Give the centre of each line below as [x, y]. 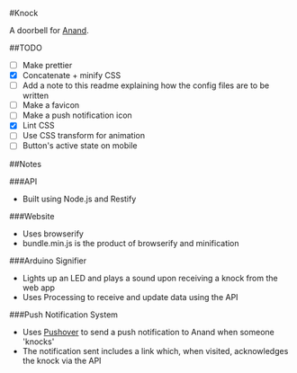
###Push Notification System [64, 315]
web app [39, 288]
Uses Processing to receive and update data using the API [130, 297]
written [36, 96]
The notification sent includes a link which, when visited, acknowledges [155, 351]
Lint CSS [39, 126]
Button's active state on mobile [80, 146]
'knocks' [38, 342]
